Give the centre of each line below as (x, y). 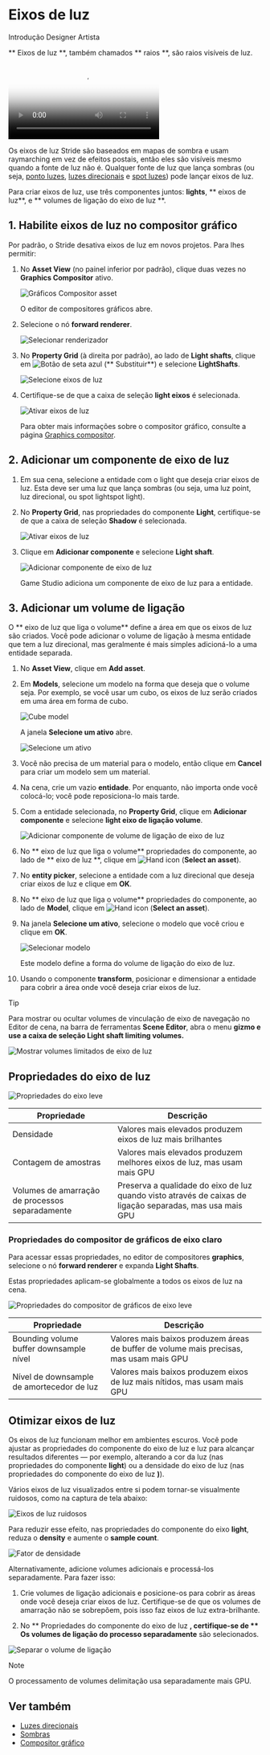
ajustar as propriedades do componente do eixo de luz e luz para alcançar (131, 1449)
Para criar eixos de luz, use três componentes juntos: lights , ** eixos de (127, 191)
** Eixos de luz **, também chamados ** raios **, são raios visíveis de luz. (131, 52)
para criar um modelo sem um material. (85, 772)
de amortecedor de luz (55, 1387)
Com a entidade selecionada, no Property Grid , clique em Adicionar (133, 812)
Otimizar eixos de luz (62, 1420)
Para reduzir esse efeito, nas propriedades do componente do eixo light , (129, 1529)
